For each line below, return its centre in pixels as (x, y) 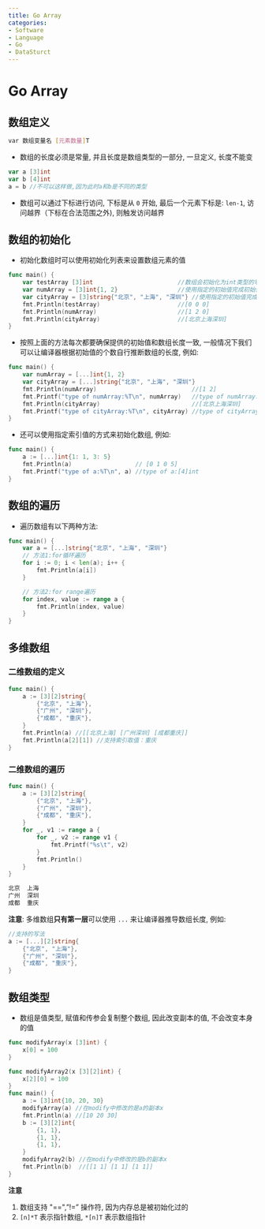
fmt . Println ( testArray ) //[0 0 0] (116, 304)
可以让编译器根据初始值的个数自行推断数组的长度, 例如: (109, 353)
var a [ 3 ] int (30, 172)
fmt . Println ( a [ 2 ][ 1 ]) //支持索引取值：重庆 (90, 740)
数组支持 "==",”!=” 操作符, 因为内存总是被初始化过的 (104, 1207)
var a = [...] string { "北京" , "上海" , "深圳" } (95, 548)
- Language (26, 37)
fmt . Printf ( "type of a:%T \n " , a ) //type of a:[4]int (111, 471)
